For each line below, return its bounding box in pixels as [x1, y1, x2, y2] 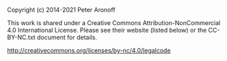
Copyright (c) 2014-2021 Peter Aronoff [7, 6, 116, 14]
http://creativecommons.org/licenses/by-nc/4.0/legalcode [7, 47, 171, 54]
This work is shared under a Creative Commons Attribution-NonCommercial [7, 19, 221, 26]
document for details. [36, 33, 98, 41]
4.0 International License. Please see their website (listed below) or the [7, 26, 207, 34]
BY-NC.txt [7, 33, 36, 41]
